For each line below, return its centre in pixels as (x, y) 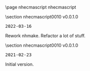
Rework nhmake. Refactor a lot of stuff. (45, 36)
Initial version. (19, 64)
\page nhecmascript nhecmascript (41, 7)
